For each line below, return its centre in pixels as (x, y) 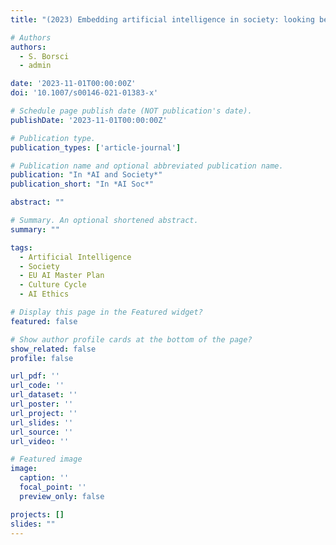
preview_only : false (62, 496)
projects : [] (37, 514)
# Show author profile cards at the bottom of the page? (131, 339)
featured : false (44, 321)
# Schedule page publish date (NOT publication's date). (131, 111)
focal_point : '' (53, 487)
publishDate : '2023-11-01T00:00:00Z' (89, 120)
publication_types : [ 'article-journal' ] (96, 147)
